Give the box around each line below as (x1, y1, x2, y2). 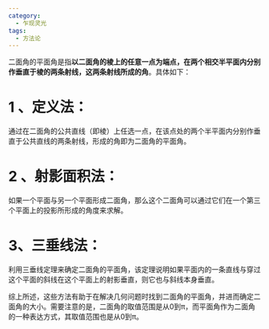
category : (8, 11, 42, 20)
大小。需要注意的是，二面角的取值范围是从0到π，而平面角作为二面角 (29, 302, 256, 311)
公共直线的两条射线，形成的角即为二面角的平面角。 (22, 136, 191, 146)
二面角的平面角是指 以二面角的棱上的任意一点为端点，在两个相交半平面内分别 (8, 57, 261, 67)
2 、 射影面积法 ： (8, 168, 119, 185)
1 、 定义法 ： (8, 98, 88, 116)
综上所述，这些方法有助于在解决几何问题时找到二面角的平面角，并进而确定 (8, 292, 254, 302)
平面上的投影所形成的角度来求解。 (14, 205, 128, 215)
